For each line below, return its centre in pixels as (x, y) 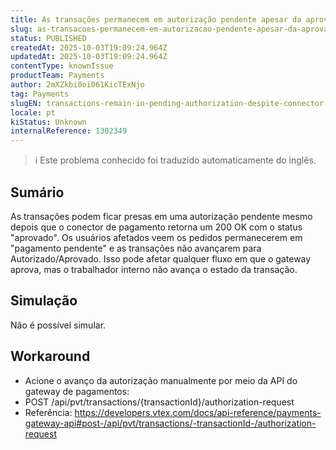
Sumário (37, 192)
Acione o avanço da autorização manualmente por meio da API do (161, 380)
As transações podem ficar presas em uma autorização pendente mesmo (161, 216)
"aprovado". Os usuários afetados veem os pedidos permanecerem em (156, 237)
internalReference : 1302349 (69, 131)
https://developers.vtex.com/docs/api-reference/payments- (198, 412)
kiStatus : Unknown (48, 122)
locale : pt (33, 112)
